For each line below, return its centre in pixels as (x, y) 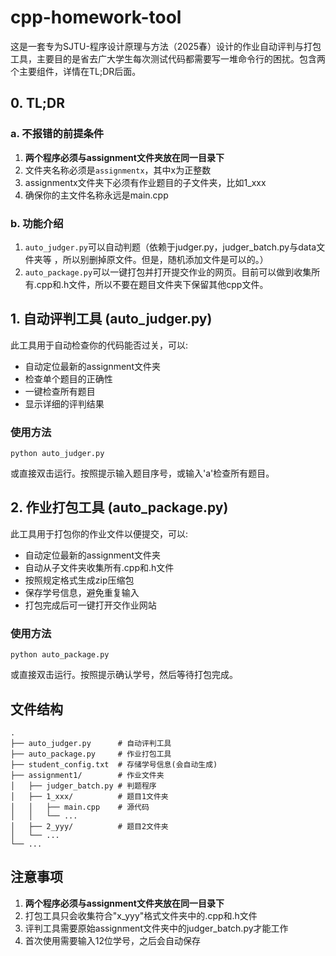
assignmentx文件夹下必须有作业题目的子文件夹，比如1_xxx (145, 182)
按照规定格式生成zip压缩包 (79, 580)
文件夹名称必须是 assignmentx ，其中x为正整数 (118, 170)
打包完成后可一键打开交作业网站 (90, 605)
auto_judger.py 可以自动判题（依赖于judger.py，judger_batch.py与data (170, 247)
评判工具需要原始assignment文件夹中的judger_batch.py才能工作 (156, 928)
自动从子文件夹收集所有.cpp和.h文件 (99, 567)
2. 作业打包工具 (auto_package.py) (119, 507)
